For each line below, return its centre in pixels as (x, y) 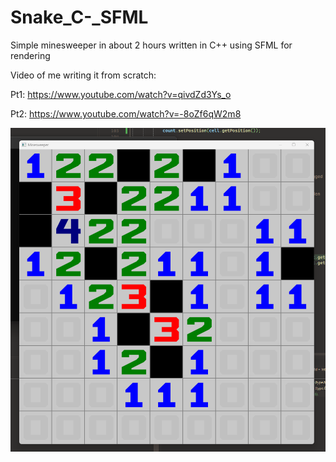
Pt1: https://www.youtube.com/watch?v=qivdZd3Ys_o (121, 94)
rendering (30, 55)
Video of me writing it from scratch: (83, 75)
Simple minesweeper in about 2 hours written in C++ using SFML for (151, 45)
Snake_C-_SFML (79, 17)
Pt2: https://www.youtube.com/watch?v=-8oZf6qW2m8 (126, 113)
